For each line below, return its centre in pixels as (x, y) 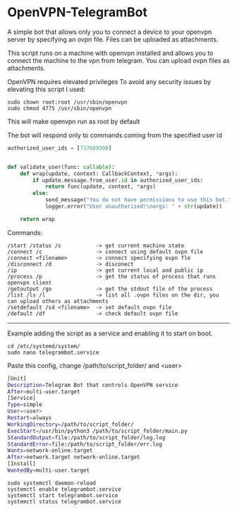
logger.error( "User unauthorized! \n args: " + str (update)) (133, 207)
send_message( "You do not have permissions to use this (129, 200)
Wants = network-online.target (50, 451)
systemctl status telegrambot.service (64, 501)
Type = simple (25, 405)
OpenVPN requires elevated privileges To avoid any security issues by (109, 81)
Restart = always (30, 418)
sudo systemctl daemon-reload (52, 483)
